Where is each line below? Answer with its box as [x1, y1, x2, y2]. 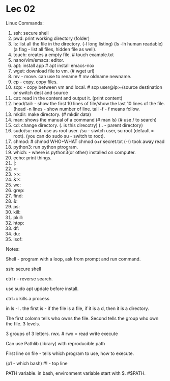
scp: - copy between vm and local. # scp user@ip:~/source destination [13, 84, 162, 90]
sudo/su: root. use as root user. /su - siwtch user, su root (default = [13, 127, 154, 133]
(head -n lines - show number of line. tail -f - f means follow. [13, 106, 140, 112]
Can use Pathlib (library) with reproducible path [6, 340, 105, 346]
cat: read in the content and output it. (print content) [13, 95, 123, 101]
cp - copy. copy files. [13, 79, 58, 85]
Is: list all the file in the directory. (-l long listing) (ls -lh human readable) [13, 40, 163, 46]
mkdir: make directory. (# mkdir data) [13, 111, 91, 117]
